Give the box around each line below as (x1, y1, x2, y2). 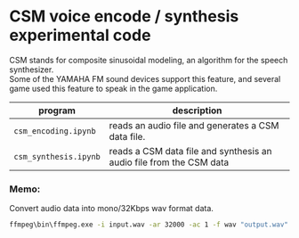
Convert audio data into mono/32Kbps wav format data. (9, 203, 214, 214)
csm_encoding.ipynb (13, 126, 96, 135)
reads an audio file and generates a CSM (109, 119, 279, 131)
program (38, 104, 76, 117)
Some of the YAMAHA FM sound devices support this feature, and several (9, 73, 281, 84)
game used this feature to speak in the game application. (9, 83, 218, 94)
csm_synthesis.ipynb (13, 152, 101, 161)
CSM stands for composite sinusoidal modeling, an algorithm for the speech (9, 54, 288, 65)
